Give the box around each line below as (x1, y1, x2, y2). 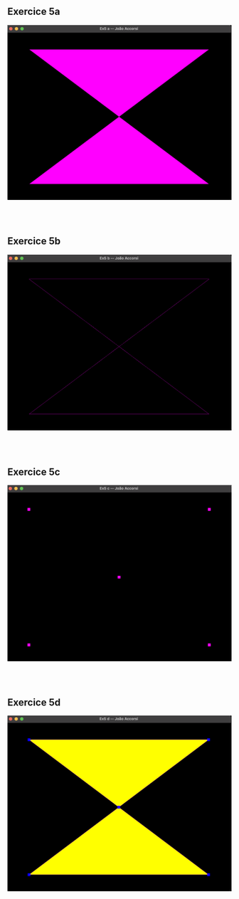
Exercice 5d (7, 696, 61, 708)
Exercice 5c (7, 466, 60, 478)
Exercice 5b (7, 235, 61, 248)
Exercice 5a (7, 6, 60, 18)
